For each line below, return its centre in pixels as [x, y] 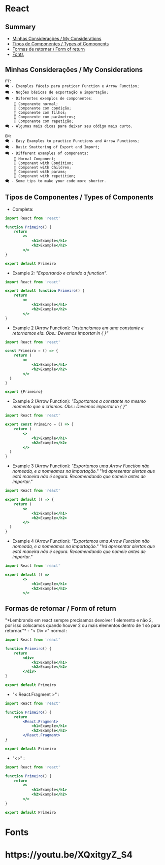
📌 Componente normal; [36, 104]
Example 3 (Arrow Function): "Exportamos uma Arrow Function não [81, 466]
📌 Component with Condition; [44, 163]
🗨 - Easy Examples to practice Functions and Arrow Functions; [72, 141]
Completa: [23, 209]
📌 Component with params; [41, 172]
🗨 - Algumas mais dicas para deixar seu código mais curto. [69, 126]
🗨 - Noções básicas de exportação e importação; [57, 92]
